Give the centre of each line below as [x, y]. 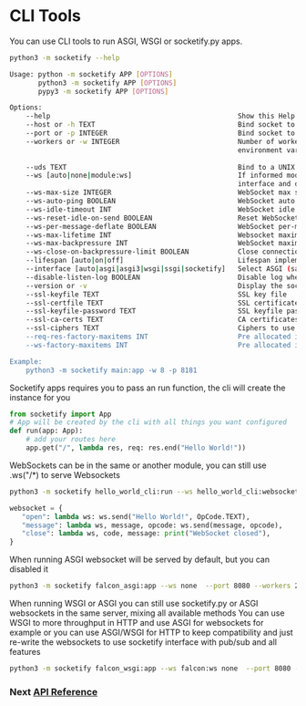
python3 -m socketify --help [65, 57]
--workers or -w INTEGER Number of [150, 141]
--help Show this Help [161, 116]
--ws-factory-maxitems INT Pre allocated [158, 345]
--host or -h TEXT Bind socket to [161, 125]
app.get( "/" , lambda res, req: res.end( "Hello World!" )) [136, 448]
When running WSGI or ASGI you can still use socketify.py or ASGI [134, 604]
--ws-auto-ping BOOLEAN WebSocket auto [161, 202]
